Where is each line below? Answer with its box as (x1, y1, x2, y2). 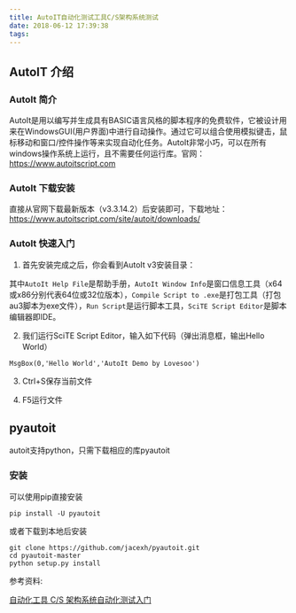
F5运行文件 (21, 394, 64, 405)
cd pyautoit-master (9, 551, 82, 560)
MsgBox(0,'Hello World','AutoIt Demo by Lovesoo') (9, 359, 200, 368)
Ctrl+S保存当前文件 (21, 376, 93, 386)
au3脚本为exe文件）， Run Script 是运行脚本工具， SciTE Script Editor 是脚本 (9, 300, 287, 311)
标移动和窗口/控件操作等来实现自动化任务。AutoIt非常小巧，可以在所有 (9, 137, 268, 148)
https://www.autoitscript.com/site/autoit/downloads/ (9, 213, 201, 224)
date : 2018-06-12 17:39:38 (9, 21, 109, 30)
